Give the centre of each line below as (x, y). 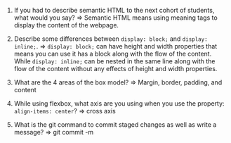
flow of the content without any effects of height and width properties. (115, 69)
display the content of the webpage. (66, 25)
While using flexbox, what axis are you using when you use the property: (119, 104)
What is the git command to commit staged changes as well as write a (115, 125)
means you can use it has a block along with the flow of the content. (113, 54)
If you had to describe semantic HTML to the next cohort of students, (114, 10)
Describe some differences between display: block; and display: (111, 39)
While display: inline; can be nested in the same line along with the (114, 61)
